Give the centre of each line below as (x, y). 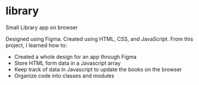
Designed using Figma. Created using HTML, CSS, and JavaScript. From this (99, 39)
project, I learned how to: (36, 45)
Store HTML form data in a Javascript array (67, 63)
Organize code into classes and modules (64, 75)
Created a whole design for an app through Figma (75, 56)
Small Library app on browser (42, 27)
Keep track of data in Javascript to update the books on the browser (98, 69)
